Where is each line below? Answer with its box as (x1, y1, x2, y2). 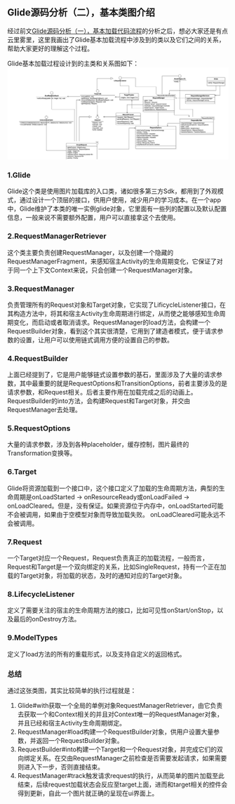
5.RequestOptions (7, 423, 71, 433)
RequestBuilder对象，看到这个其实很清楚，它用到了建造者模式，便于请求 (7, 327, 217, 335)
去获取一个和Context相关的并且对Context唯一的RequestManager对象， (17, 710, 223, 718)
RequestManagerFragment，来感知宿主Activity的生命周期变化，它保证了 (7, 257, 217, 265)
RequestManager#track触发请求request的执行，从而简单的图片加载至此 (17, 771, 224, 779)
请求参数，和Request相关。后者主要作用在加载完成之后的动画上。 (7, 388, 197, 397)
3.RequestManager (7, 284, 75, 294)
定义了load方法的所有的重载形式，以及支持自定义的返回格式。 (7, 650, 186, 658)
